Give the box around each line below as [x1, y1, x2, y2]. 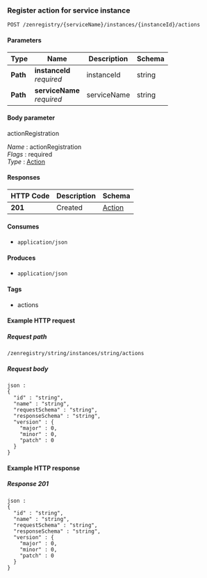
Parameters [7, 36, 42, 44]
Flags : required [7, 150, 53, 158]
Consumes [7, 222, 40, 231]
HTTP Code [10, 191, 50, 201]
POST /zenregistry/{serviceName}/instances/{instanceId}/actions [7, 22, 200, 29]
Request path [7, 332, 47, 341]
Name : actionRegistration [7, 142, 82, 151]
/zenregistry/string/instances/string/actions [7, 350, 144, 357]
